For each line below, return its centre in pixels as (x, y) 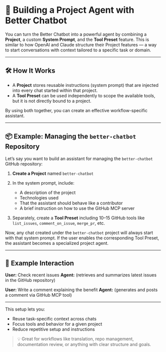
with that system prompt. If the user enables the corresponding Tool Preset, (82, 238)
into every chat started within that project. (55, 90)
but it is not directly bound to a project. (52, 101)
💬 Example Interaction (40, 263)
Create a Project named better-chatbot (53, 173)
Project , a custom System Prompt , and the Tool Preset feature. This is (77, 39)
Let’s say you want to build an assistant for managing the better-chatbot (79, 158)
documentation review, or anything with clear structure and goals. (84, 345)
